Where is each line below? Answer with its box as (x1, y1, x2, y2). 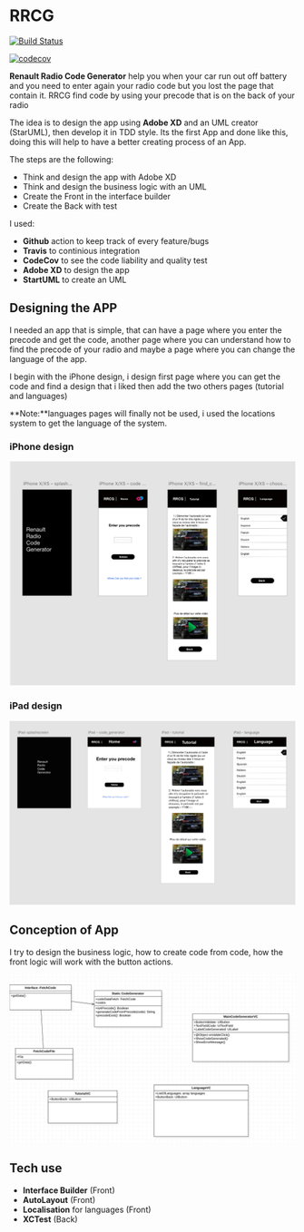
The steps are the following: (9, 153, 114, 164)
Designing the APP (9, 300, 118, 316)
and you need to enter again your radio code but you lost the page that (9, 80, 274, 91)
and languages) (9, 390, 68, 401)
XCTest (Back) (22, 1213, 79, 1225)
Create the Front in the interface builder (22, 191, 171, 201)
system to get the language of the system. (9, 417, 168, 428)
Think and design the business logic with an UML (22, 181, 207, 191)
